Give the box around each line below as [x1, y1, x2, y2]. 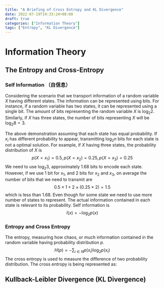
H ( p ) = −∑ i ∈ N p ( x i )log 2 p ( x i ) [54, 247, 110, 254]
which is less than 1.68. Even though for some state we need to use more [5, 192, 153, 198]
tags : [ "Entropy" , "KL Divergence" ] [5, 25, 80, 30]
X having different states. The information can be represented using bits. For [5, 98, 160, 104]
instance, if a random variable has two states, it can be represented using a [5, 103, 157, 109]
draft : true [5, 16, 29, 21]
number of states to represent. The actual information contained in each [5, 197, 151, 203]
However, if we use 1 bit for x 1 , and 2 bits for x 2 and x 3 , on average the [5, 170, 147, 177]
